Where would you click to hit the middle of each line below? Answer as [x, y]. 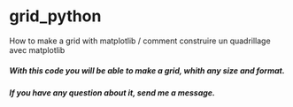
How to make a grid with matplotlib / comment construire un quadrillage [140, 41]
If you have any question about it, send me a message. [112, 92]
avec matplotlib [37, 50]
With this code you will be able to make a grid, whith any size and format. [147, 70]
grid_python [55, 16]
